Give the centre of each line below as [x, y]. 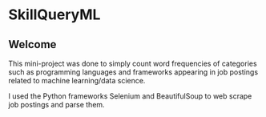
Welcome [32, 44]
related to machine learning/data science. [77, 81]
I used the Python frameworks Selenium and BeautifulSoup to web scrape [130, 96]
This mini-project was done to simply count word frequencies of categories [133, 63]
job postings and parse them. [57, 105]
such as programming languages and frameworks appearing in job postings [133, 72]
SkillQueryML [54, 15]
